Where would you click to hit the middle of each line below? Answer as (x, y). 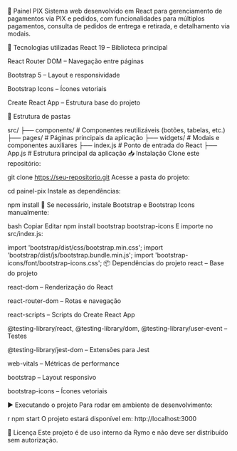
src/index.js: (26, 234)
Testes (17, 336)
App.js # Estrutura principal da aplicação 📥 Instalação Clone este (104, 153)
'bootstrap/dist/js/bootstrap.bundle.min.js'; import (81, 255)
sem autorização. (33, 440)
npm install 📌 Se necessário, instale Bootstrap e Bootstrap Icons (101, 205)
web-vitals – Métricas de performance (63, 364)
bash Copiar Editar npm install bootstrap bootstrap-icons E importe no (110, 226)
